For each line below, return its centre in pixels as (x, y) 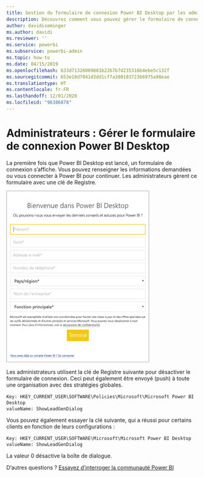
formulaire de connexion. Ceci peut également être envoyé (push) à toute (98, 378)
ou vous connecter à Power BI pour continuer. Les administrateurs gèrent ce (102, 175)
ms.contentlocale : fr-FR (38, 90)
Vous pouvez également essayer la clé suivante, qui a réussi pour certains (99, 420)
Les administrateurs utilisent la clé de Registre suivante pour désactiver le (98, 372)
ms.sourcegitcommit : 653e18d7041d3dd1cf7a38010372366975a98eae (88, 77)
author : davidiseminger (36, 25)
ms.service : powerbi (32, 45)
